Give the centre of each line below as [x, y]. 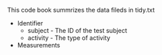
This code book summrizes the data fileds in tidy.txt [81, 10]
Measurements [39, 45]
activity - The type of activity [69, 38]
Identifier [30, 23]
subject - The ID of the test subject [77, 31]
